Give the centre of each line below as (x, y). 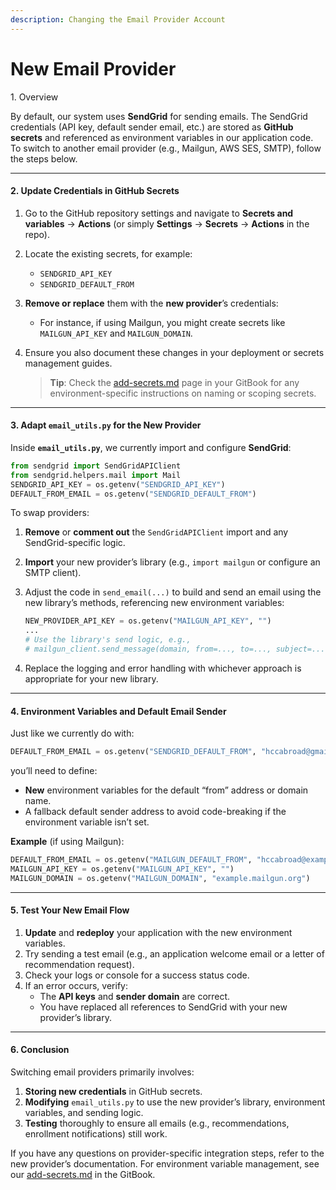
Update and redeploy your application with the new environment (158, 932)
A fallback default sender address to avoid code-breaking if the (155, 812)
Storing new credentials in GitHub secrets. (113, 1092)
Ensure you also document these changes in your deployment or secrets (174, 352)
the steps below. (44, 158)
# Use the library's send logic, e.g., (108, 640)
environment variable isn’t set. (87, 822)
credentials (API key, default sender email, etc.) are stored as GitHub (152, 127)
